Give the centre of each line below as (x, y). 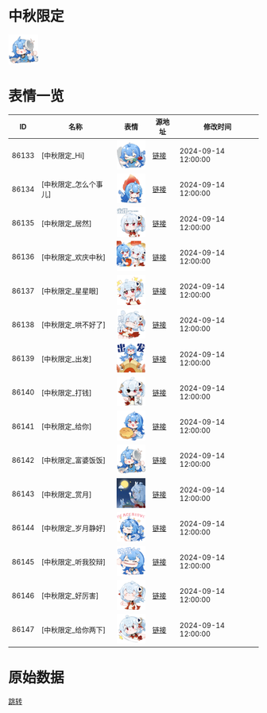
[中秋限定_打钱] (66, 392)
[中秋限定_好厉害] (70, 595)
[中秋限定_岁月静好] (73, 528)
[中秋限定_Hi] (63, 156)
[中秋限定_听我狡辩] (73, 562)
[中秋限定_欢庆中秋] (73, 257)
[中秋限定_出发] (66, 359)
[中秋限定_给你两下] (73, 630)
